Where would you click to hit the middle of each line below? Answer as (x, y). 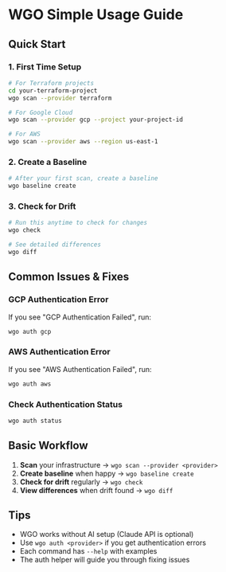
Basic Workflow (49, 446)
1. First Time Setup (45, 67)
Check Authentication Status (66, 404)
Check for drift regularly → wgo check (81, 482)
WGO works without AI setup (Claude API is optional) (107, 535)
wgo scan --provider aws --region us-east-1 (83, 142)
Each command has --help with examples (88, 551)
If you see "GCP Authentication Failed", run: (80, 317)
